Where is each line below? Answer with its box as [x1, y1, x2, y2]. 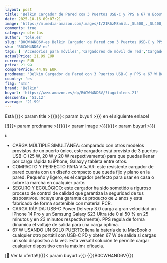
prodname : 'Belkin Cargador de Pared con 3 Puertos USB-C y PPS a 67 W [5, 72, 157, 77]
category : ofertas [5, 30, 43, 35]
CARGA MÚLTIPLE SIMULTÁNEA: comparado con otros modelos [12, 142, 144, 149]
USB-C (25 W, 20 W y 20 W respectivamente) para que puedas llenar [12, 153, 155, 159]
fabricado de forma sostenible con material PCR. [12, 200, 112, 206]
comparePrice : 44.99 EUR [5, 67, 57, 72]
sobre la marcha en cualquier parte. [12, 180, 85, 186]
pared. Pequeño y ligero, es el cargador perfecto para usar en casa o [12, 174, 154, 180]
